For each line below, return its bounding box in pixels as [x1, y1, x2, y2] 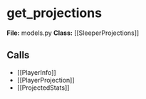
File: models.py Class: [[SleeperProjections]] [6, 28, 140, 37]
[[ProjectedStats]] [16, 83, 70, 92]
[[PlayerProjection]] [16, 75, 75, 84]
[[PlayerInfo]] [16, 68, 56, 76]
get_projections [6, 5, 103, 21]
